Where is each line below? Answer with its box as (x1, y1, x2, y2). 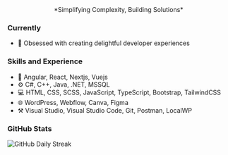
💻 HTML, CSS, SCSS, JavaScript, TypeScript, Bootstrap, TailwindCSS (17, 88, 221, 97)
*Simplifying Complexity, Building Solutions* (54, 6, 184, 13)
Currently (7, 23, 41, 32)
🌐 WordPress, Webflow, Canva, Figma (17, 98, 128, 106)
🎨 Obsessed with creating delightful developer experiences (17, 39, 191, 47)
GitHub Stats (7, 123, 52, 133)
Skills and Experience (7, 56, 83, 66)
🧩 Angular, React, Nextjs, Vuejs (17, 73, 108, 81)
